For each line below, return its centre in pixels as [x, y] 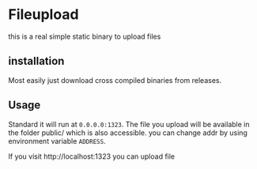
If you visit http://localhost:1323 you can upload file [92, 156]
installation [36, 61]
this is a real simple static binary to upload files [85, 36]
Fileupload [43, 15]
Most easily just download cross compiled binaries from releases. [115, 80]
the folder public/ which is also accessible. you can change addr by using [128, 133]
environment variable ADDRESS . [57, 141]
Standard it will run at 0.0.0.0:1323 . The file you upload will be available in [129, 124]
